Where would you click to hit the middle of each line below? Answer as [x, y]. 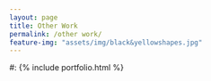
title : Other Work [44, 26]
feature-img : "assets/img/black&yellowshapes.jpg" [106, 42]
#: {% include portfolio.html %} [66, 68]
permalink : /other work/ [56, 34]
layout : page [34, 17]
